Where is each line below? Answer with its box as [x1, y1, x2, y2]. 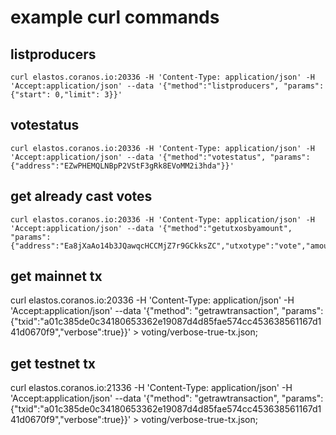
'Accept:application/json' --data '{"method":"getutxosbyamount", [10, 223, 293, 233]
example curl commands [10, 6, 220, 29]
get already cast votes [10, 188, 153, 205]
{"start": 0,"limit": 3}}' [10, 90, 123, 100]
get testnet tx [10, 355, 97, 372]
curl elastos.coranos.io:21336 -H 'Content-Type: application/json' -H [10, 382, 293, 394]
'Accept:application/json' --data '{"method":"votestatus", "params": [10, 152, 311, 162]
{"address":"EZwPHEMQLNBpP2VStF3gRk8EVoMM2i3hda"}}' [10, 161, 235, 171]
